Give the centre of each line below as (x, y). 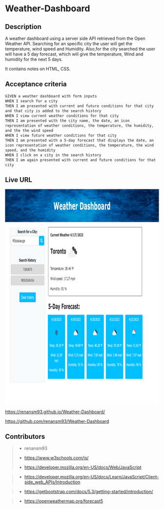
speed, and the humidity (30, 150)
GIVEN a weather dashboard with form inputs (51, 96)
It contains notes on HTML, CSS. (38, 69)
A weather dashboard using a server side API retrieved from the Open (75, 38)
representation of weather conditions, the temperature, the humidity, (79, 126)
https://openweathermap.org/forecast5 (64, 501)
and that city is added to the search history (53, 111)
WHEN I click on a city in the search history (53, 155)
